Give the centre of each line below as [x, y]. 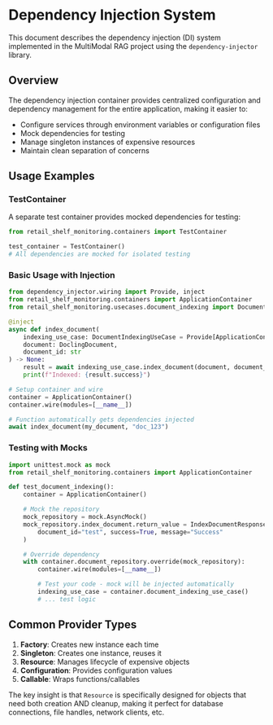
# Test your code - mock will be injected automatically [136, 584]
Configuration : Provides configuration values [96, 670]
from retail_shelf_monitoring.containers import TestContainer [118, 232]
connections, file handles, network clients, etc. [87, 712]
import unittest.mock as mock [60, 465]
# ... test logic [67, 599]
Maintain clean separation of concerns [85, 150]
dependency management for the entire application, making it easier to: [128, 108]
